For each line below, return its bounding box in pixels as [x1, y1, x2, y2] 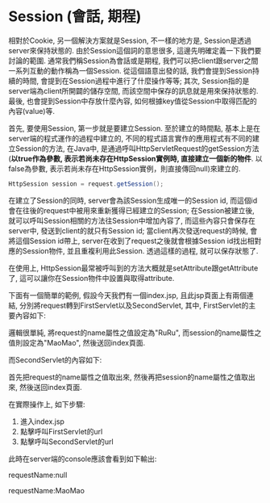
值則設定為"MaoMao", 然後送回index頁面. [8, 337, 146, 347]
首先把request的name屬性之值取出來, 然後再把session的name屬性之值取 [8, 372, 248, 382]
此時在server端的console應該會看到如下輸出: [8, 454, 157, 463]
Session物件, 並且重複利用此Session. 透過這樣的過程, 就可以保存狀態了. [22, 245, 259, 255]
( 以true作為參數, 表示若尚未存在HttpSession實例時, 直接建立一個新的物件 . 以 [8, 153, 263, 163]
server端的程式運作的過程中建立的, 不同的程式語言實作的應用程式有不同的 [8, 133, 253, 143]
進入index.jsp [19, 417, 64, 426]
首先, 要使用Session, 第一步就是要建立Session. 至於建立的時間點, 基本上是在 [8, 123, 260, 133]
